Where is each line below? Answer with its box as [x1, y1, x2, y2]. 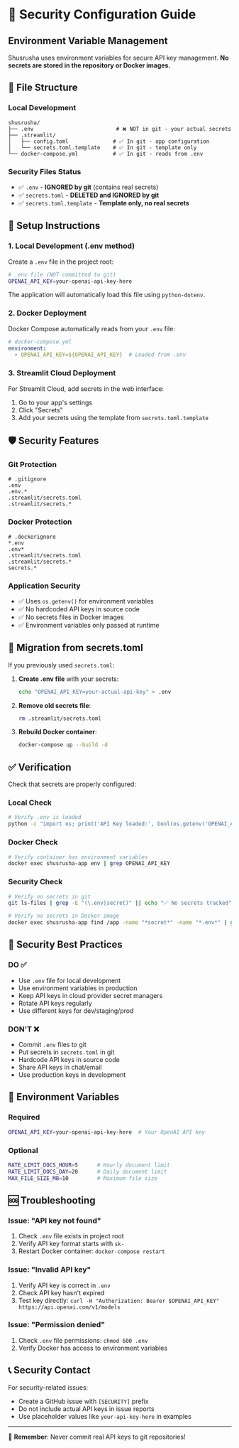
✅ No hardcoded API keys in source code [18, 604, 140, 613]
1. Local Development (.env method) [8, 241, 135, 251]
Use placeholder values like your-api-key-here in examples [18, 1412, 192, 1420]
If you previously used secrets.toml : [8, 660, 115, 669]
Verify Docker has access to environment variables [18, 1344, 168, 1352]
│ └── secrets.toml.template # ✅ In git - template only [8, 144, 197, 151]
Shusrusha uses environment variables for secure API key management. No [8, 53, 229, 62]
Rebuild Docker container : [18, 728, 97, 736]
